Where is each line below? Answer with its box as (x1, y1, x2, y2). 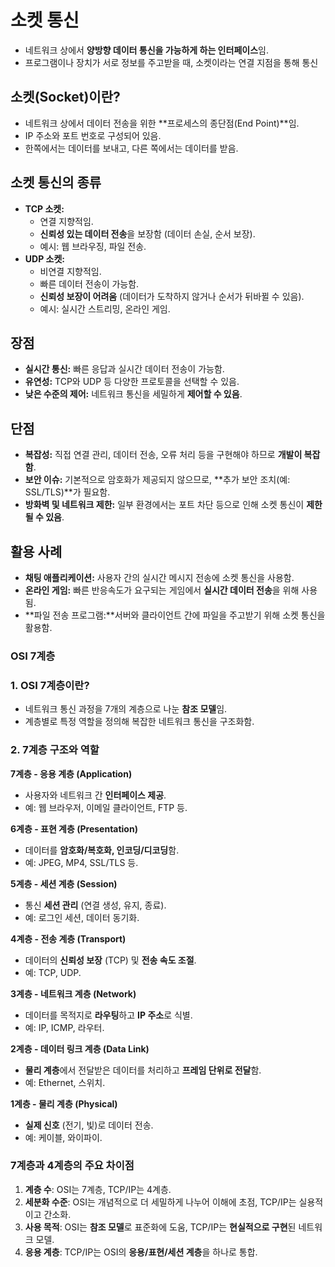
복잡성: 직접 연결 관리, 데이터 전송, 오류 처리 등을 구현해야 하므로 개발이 (24, 449, 303, 461)
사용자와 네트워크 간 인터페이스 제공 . (24, 789, 167, 801)
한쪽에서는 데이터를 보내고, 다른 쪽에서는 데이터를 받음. (24, 142, 239, 154)
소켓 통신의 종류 (10, 174, 102, 191)
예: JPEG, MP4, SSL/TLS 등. (24, 856, 139, 868)
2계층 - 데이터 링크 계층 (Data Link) (10, 1042, 150, 1055)
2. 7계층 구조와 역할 (10, 743, 100, 757)
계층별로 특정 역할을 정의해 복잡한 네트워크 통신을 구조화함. (24, 716, 255, 728)
